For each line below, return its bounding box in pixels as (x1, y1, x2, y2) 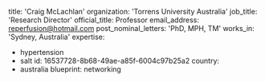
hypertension (19, 48, 64, 57)
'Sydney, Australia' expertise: (8, 32, 105, 41)
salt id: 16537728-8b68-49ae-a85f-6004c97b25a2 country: (19, 56, 219, 65)
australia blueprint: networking (19, 64, 122, 74)
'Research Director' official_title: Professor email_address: (8, 15, 199, 25)
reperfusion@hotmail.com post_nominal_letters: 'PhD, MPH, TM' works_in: (8, 24, 255, 33)
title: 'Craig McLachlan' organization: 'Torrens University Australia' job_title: (8, 7, 258, 16)
